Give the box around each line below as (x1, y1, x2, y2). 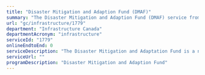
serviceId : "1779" (6, 37, 53, 43)
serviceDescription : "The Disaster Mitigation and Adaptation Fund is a (6, 48, 195, 54)
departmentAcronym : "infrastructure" (6, 31, 103, 37)
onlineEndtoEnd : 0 (6, 43, 53, 49)
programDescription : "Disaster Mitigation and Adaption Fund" (6, 59, 168, 65)
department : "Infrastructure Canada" (6, 25, 103, 32)
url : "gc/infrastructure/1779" (6, 20, 86, 26)
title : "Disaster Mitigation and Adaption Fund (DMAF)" (6, 8, 151, 15)
